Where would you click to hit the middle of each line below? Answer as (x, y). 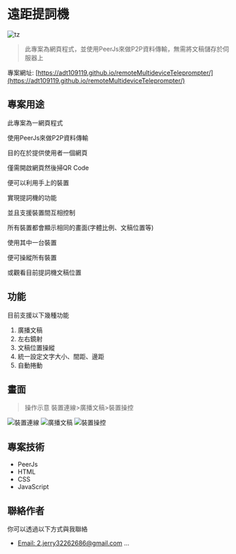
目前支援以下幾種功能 (38, 315)
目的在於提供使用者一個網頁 (48, 153)
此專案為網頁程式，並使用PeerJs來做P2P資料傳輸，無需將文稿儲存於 (124, 49)
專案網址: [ (23, 73)
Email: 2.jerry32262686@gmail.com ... (73, 543)
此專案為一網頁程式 (35, 122)
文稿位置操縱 (36, 347)
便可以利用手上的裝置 (38, 182)
